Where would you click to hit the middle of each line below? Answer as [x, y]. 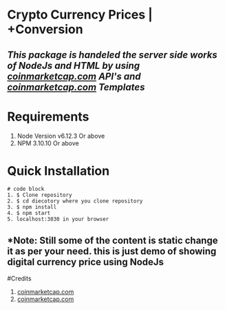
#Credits [20, 278]
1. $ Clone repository [40, 195]
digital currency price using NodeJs [85, 262]
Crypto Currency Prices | [80, 15]
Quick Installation [58, 170]
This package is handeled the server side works [112, 55]
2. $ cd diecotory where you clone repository [75, 201]
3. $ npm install [32, 207]
